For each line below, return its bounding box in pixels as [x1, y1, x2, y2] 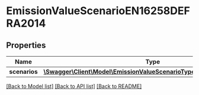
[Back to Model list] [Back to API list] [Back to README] [6, 83, 142, 90]
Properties [6, 40, 46, 50]
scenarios [9, 68, 38, 76]
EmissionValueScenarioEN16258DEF [6, 4, 191, 18]
